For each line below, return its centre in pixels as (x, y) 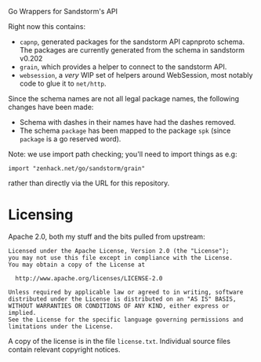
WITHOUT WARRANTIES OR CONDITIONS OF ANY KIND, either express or (119, 305)
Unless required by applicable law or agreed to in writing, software (126, 292)
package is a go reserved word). (70, 139)
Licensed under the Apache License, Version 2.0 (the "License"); (119, 250)
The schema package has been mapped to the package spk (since (125, 130)
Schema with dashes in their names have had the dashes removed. (128, 122)
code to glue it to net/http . (63, 83)
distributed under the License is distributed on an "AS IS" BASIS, (122, 299)
